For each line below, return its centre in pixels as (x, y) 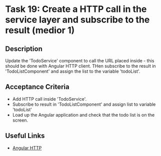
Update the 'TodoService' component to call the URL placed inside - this (80, 61)
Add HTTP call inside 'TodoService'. (49, 99)
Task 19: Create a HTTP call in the (76, 9)
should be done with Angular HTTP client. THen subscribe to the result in (80, 66)
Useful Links (25, 136)
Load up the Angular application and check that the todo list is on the (83, 115)
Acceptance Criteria (37, 87)
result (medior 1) (40, 30)
